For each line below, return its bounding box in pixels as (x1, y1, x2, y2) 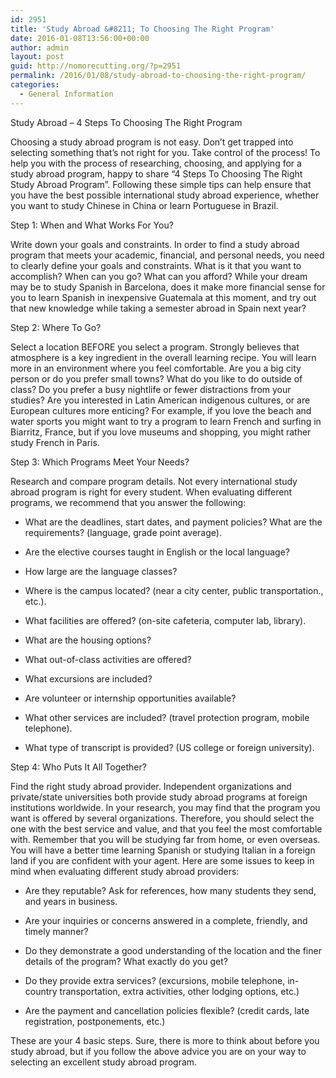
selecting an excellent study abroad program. (10, 1056, 198, 1068)
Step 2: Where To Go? (10, 321, 102, 333)
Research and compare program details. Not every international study (10, 475, 298, 487)
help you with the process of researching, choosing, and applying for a (10, 157, 302, 169)
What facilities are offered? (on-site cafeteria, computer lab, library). (24, 614, 307, 626)
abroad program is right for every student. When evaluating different (10, 486, 293, 498)
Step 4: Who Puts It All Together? (10, 761, 147, 773)
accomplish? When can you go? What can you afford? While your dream (10, 270, 308, 282)
